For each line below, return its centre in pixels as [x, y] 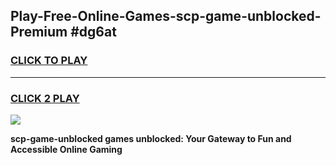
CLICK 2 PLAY [45, 98]
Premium [39, 32]
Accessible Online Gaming [66, 149]
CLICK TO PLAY [49, 61]
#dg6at [93, 32]
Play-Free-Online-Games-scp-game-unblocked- [166, 16]
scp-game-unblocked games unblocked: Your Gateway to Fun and [151, 138]
